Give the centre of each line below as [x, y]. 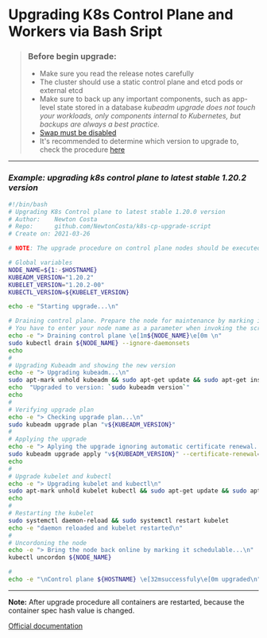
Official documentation [46, 625]
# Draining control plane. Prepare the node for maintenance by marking [131, 321]
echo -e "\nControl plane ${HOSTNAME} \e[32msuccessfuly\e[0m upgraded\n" [135, 580]
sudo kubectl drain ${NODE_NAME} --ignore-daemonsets [99, 343]
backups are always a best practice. [100, 124]
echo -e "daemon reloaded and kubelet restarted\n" [95, 528]
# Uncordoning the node [48, 543]
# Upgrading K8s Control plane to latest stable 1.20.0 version [117, 212]
